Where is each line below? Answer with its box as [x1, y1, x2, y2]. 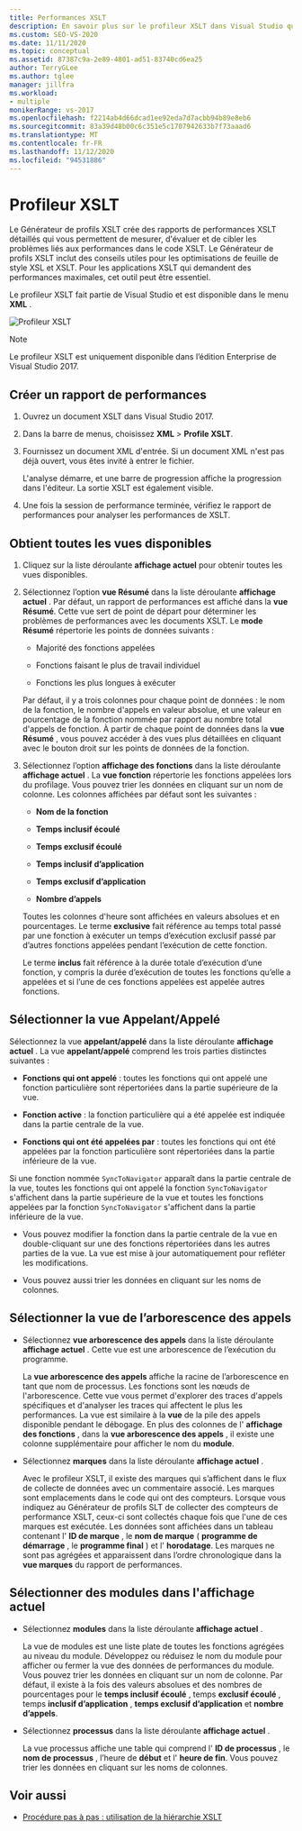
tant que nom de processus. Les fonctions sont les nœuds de [22, 1380, 250, 1391]
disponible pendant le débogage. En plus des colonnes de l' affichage [22, 1418, 283, 1429]
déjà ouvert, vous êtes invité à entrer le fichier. [22, 456, 195, 467]
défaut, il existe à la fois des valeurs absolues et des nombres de [22, 1679, 262, 1690]
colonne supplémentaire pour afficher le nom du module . [22, 1438, 235, 1449]
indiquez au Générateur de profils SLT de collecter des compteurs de [22, 1501, 279, 1512]
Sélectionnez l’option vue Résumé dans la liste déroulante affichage [22, 587, 276, 597]
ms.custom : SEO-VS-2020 [9, 30, 99, 39]
